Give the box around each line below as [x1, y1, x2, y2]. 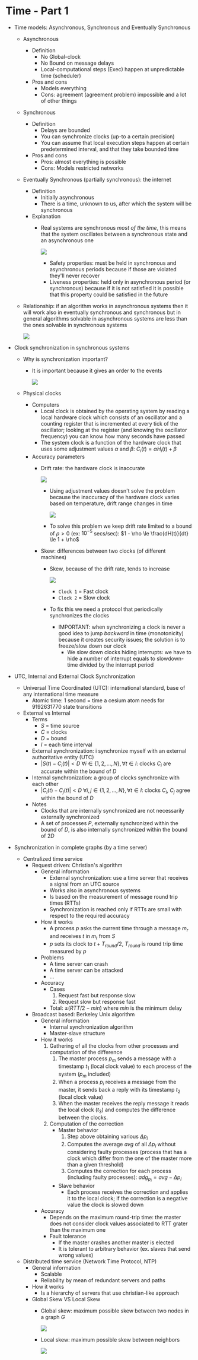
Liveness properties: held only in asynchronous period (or [49, 278, 191, 286]
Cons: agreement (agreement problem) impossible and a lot [40, 91, 187, 98]
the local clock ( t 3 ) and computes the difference [58, 1106, 176, 1115]
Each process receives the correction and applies [67, 1188, 189, 1196]
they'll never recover [49, 272, 100, 279]
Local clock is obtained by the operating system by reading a [40, 407, 190, 414]
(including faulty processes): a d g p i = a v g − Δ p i [67, 1174, 182, 1183]
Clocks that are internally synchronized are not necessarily [40, 807, 184, 814]
